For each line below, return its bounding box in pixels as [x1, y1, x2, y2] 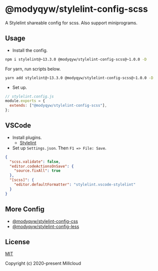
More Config [5, 205, 44, 214]
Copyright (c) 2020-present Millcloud [5, 261, 81, 267]
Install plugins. [12, 135, 42, 140]
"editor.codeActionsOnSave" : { [9, 164, 74, 169]
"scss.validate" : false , [9, 159, 61, 164]
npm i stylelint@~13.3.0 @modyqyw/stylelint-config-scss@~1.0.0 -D [5, 57, 147, 62]
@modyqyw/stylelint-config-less [12, 224, 79, 229]
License [5, 237, 30, 246]
